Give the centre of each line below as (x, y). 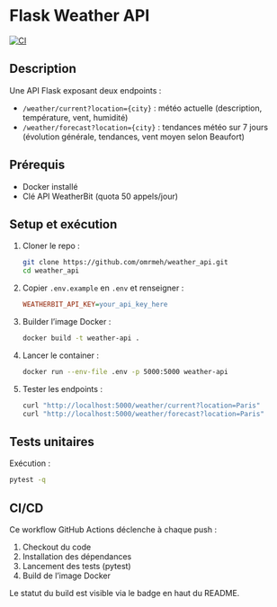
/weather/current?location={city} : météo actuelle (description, (142, 108)
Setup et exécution (63, 224)
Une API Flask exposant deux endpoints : (85, 90)
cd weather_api (51, 271)
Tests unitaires (52, 442)
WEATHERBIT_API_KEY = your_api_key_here (95, 305)
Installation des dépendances (77, 557)
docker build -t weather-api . (81, 338)
